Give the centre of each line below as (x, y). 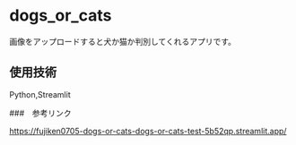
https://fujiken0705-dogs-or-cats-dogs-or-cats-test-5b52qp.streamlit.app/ (148, 131)
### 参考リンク (40, 113)
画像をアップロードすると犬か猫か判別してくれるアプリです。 (122, 41)
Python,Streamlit (40, 94)
